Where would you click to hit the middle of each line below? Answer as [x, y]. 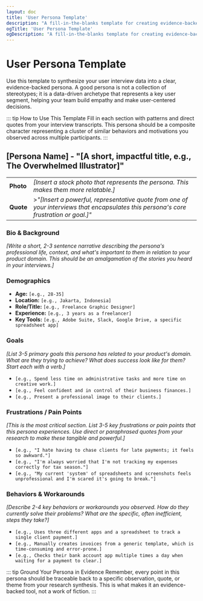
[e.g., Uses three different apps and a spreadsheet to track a [98, 532]
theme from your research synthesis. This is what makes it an [83, 585]
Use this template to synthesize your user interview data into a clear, [92, 81]
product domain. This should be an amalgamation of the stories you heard [99, 259]
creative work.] [35, 384]
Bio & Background [33, 233]
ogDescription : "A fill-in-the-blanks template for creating [85, 34]
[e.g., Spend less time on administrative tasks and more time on [100, 379]
